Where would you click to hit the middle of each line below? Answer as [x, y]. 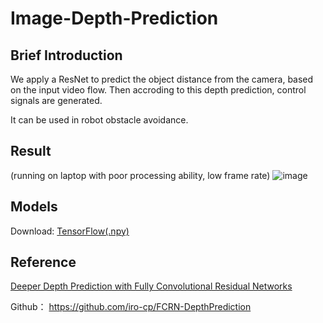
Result [31, 151]
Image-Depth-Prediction [114, 18]
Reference [43, 262]
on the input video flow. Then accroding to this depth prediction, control [158, 90]
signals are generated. [56, 100]
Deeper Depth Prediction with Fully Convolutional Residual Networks [151, 286]
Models [34, 207]
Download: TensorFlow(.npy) [70, 231]
